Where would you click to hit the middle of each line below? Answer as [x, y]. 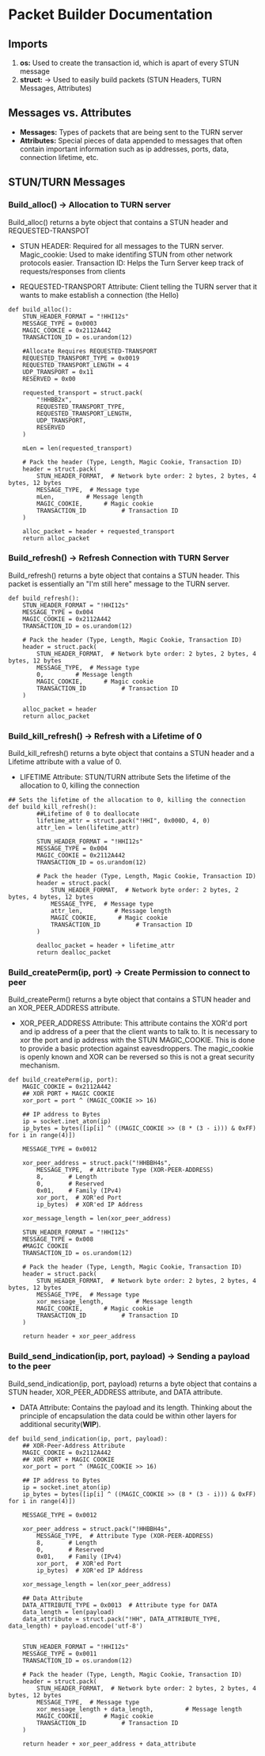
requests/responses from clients [72, 271]
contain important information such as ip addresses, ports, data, [124, 149]
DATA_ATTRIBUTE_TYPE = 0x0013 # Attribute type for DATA [120, 1605]
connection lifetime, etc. [59, 157]
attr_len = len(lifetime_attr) [88, 828]
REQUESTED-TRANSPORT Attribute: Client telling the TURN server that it [138, 286]
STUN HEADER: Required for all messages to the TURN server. [121, 246]
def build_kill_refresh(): [53, 807]
